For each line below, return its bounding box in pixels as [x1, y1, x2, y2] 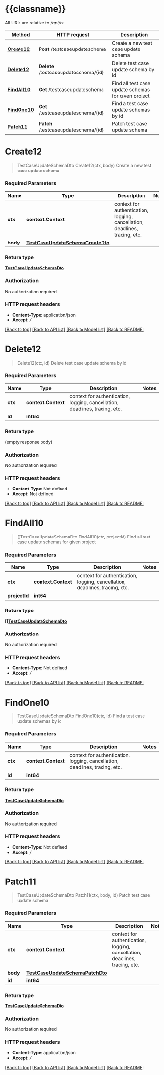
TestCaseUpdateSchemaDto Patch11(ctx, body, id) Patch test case [17, 892, 150, 898]
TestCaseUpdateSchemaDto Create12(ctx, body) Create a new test [17, 162, 152, 168]
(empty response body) [5, 439, 53, 445]
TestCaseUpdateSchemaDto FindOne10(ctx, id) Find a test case [17, 713, 145, 719]
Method [11, 31, 30, 38]
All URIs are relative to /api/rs [5, 20, 64, 25]
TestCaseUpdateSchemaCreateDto [26, 239, 110, 246]
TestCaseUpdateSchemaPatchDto [26, 969, 107, 976]
